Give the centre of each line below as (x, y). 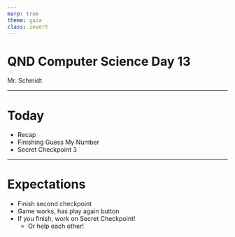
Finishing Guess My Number (58, 142)
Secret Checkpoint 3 (47, 150)
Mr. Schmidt (25, 80)
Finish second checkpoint (55, 204)
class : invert (28, 27)
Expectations (47, 184)
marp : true (23, 14)
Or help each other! (56, 226)
